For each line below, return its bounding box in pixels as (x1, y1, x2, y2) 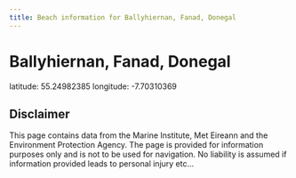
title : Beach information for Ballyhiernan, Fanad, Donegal (9, 12, 237, 22)
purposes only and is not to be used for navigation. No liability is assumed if (9, 149, 287, 160)
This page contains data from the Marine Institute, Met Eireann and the (9, 130, 268, 141)
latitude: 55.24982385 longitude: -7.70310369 (9, 81, 178, 92)
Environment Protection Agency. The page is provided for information (9, 140, 264, 150)
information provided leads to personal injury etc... (9, 158, 195, 169)
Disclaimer (9, 106, 70, 121)
